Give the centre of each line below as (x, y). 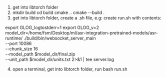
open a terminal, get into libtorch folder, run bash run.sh (70, 69)
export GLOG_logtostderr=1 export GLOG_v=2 (52, 27)
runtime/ (14, 38)
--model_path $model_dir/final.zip (40, 54)
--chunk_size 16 (22, 49)
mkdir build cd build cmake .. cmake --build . (58, 12)
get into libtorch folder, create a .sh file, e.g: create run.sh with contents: (87, 18)
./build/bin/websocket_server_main (60, 38)
